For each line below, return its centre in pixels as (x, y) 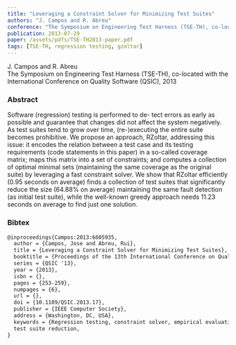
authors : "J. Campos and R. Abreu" (59, 20)
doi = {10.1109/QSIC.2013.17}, (59, 303)
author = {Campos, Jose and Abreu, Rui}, (75, 244)
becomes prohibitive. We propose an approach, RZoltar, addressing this (111, 137)
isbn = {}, (29, 276)
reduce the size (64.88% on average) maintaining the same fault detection (115, 190)
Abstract (23, 99)
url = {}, (28, 296)
